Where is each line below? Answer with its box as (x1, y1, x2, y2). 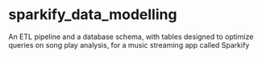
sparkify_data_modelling (8, 6, 177, 24)
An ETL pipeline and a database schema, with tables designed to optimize (8, 32, 254, 41)
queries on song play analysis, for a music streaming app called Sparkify (8, 40, 250, 49)
